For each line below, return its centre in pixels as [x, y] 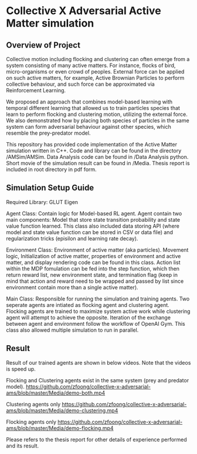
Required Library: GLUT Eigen [42, 202]
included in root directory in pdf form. [51, 169]
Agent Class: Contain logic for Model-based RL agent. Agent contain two [94, 213]
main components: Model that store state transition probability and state [93, 219]
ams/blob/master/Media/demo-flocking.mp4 [60, 428]
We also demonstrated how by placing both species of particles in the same [98, 121]
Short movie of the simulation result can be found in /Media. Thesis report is [98, 163]
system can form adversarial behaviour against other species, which [89, 127]
